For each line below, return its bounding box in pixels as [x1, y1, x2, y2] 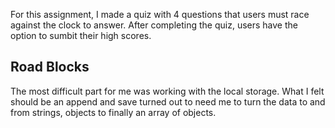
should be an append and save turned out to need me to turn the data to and [10, 95, 326, 108]
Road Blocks [10, 59, 90, 76]
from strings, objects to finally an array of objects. [10, 106, 217, 118]
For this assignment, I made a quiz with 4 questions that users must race [10, 9, 310, 20]
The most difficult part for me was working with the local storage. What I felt [10, 85, 325, 97]
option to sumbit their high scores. [10, 30, 152, 41]
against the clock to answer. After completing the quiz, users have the [10, 19, 298, 31]
